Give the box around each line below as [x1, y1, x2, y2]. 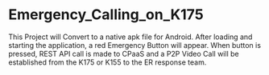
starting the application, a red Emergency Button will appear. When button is [8, 40, 262, 49]
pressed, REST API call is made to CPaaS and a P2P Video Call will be [8, 49, 239, 58]
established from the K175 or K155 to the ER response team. [8, 57, 207, 67]
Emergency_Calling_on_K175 [8, 6, 204, 24]
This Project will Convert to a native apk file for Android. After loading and [8, 32, 253, 41]
